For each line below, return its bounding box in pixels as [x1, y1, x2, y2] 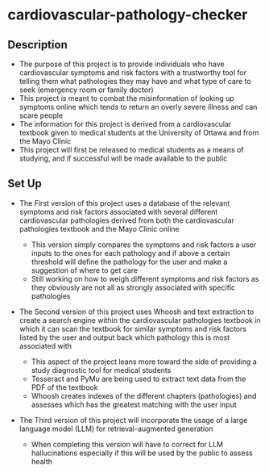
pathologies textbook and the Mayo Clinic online [19, 224, 180, 233]
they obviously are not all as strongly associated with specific [31, 283, 236, 292]
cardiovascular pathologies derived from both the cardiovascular [19, 216, 235, 225]
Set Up [7, 177, 42, 190]
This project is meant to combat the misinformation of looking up [19, 94, 234, 103]
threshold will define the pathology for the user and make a [31, 257, 228, 266]
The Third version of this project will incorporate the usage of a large [19, 415, 248, 425]
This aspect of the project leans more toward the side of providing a [31, 357, 257, 366]
